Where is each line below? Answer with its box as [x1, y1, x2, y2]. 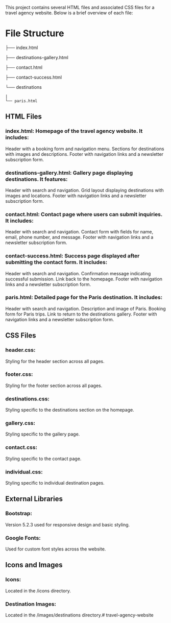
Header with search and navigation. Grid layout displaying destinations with [5, 187, 164, 193]
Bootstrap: [5, 510, 32, 517]
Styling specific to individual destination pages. [5, 480, 105, 486]
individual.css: [5, 468, 43, 475]
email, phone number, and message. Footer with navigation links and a [5, 234, 154, 241]
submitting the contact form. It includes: [5, 259, 108, 266]
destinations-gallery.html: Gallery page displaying [5, 169, 133, 176]
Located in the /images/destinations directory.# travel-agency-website [5, 612, 154, 618]
